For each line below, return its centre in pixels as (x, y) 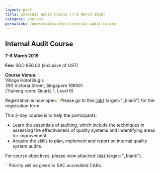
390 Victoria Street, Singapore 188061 (44, 86)
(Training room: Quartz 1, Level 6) (39, 91)
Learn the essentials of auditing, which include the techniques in (78, 125)
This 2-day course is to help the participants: (51, 115)
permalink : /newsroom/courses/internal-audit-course (61, 24)
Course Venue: (21, 75)
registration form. (23, 106)
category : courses (24, 19)
